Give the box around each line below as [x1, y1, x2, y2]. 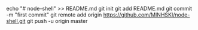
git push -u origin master [26, 18, 88, 24]
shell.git [6, 18, 26, 24]
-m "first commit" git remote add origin [6, 11, 102, 18]
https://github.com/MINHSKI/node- [103, 11, 190, 18]
